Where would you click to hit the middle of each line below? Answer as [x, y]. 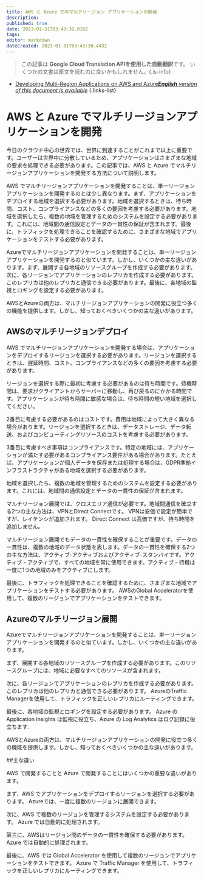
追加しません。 [25, 526]
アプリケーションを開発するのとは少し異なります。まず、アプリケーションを [102, 193]
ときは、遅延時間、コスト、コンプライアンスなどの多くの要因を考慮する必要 [102, 362]
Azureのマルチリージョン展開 [62, 619]
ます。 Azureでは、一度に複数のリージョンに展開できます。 [85, 801]
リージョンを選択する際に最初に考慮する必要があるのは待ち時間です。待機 [99, 383]
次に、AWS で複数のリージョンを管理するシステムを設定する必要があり [95, 814]
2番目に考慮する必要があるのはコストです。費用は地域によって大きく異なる [101, 419]
